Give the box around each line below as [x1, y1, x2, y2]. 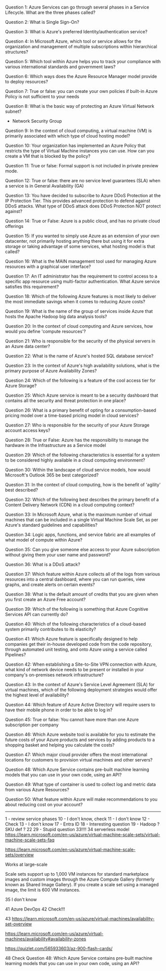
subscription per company [5, 722, 59, 728]
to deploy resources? [5, 79, 48, 84]
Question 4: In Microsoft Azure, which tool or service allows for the [5, 38, 142, 44]
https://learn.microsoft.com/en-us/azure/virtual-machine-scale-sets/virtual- [5, 832, 161, 837]
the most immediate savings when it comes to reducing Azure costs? [5, 299, 146, 304]
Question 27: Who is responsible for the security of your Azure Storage [5, 422, 150, 428]
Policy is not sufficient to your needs [5, 94, 80, 99]
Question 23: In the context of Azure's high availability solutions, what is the [5, 362, 160, 368]
